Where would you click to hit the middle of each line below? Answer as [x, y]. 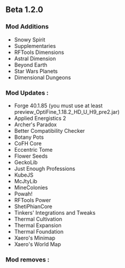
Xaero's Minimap [35, 238]
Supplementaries [35, 46]
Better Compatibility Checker [49, 130]
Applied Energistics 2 [40, 118]
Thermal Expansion [38, 225]
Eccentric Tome [33, 149]
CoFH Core [28, 143]
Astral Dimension [35, 58]
